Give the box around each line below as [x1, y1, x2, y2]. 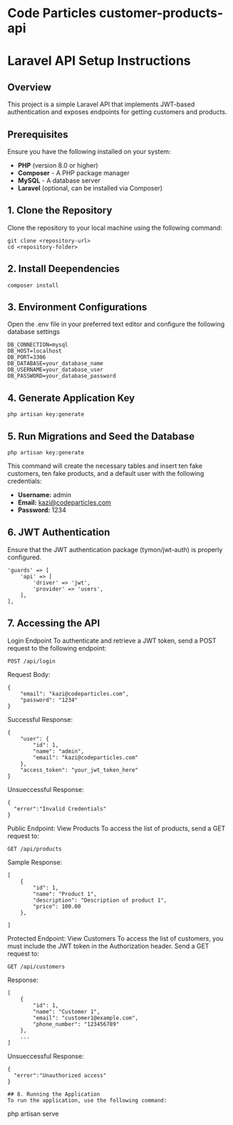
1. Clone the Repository [7, 205, 113, 217]
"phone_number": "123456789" [33, 1020, 120, 1028]
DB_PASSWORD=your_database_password [7, 372, 116, 380]
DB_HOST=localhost [7, 347, 62, 355]
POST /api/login [7, 658, 56, 665]
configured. [7, 553, 41, 561]
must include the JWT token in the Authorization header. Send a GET [7, 942, 209, 950]
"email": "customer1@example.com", [33, 1014, 139, 1022]
